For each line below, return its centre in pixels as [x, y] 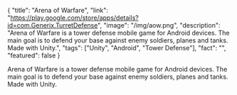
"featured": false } [34, 55]
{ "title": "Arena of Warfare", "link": [58, 10]
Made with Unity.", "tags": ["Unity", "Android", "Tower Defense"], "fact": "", [117, 48]
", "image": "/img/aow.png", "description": [159, 25]
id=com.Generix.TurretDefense [53, 25]
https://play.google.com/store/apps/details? [74, 18]
